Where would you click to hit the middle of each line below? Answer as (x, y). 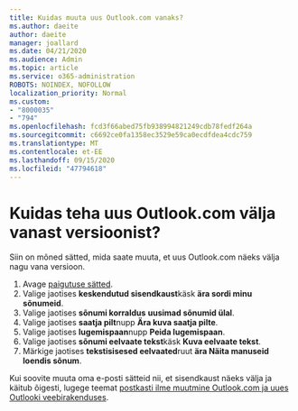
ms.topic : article (44, 68)
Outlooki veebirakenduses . (59, 397)
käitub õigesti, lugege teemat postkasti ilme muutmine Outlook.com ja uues (149, 388)
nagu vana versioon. (47, 267)
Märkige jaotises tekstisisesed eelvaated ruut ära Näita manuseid (145, 352)
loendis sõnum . (52, 361)
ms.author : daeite (44, 26)
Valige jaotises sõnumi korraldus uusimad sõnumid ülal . (128, 313)
